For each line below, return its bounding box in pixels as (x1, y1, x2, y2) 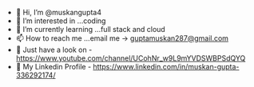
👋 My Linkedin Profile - (15, 62, 92, 71)
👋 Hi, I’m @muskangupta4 (15, 8, 102, 17)
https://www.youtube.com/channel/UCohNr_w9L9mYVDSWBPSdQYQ (15, 53, 246, 63)
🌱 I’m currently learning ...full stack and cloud (15, 25, 165, 34)
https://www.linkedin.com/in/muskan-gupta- (93, 62, 240, 71)
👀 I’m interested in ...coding (15, 16, 106, 26)
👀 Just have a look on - (15, 45, 93, 54)
